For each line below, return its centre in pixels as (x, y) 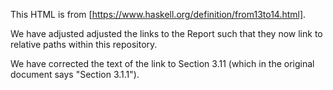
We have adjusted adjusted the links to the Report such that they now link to (166, 33)
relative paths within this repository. (84, 44)
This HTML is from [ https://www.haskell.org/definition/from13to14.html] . (158, 14)
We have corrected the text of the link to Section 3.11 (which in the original (162, 63)
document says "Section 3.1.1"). (75, 74)
